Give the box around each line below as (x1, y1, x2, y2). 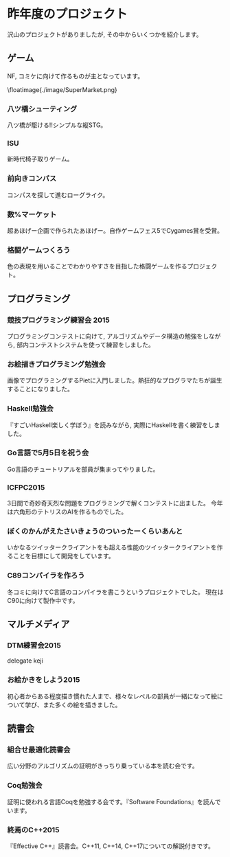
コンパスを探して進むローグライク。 (7, 190, 109, 199)
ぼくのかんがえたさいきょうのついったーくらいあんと (7, 527, 183, 536)
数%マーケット (7, 209, 57, 219)
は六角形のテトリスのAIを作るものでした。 (7, 507, 128, 516)
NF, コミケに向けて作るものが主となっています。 (7, 71, 144, 80)
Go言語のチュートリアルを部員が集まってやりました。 (7, 465, 159, 473)
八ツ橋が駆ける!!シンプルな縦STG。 (7, 121, 107, 129)
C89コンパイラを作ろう (7, 571, 85, 580)
